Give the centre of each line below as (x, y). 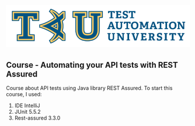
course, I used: (24, 94)
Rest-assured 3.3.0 (37, 118)
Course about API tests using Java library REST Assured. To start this (89, 88)
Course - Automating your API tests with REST (92, 65)
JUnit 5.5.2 (27, 112)
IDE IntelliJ (27, 106)
